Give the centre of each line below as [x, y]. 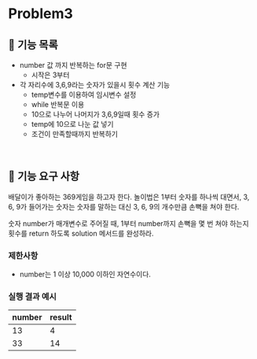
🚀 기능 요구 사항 [44, 177]
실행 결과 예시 [33, 297]
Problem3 [40, 14]
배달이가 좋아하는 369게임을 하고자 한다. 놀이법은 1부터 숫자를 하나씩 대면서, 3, [129, 197]
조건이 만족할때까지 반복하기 [74, 134]
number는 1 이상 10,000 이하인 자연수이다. [85, 274]
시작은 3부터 [50, 75]
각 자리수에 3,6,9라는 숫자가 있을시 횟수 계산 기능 [95, 85]
